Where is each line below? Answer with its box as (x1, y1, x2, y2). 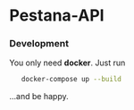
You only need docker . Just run (9, 57, 126, 68)
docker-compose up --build (21, 75, 122, 84)
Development (9, 38, 70, 50)
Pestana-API (9, 5, 105, 26)
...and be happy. (9, 91, 69, 102)
